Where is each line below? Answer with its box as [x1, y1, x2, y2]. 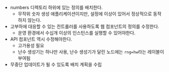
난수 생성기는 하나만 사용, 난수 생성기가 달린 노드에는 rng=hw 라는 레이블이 [17, 49, 164, 55]
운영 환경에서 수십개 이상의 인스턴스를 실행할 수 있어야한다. [17, 30, 136, 35]
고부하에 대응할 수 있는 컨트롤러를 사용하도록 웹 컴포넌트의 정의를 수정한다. [10, 23, 160, 29]
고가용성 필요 [17, 43, 45, 48]
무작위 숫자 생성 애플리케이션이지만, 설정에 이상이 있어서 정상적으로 [17, 11, 152, 17]
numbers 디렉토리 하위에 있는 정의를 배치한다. [10, 5, 103, 10]
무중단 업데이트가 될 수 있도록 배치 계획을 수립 [10, 61, 102, 67]
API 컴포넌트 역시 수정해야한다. [10, 36, 73, 42]
